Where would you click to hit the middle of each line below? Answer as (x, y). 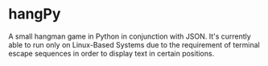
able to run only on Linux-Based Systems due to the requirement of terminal (134, 44)
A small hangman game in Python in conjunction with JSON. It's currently (130, 36)
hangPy (35, 14)
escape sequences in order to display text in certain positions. (111, 53)
